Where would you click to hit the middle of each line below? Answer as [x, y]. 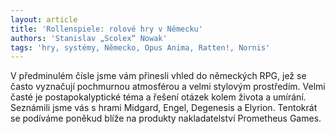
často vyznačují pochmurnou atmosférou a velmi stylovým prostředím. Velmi [168, 87]
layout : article [44, 19]
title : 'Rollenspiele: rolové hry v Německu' [106, 29]
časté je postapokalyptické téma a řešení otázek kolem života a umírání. [158, 97]
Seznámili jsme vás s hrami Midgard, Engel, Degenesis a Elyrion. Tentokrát [164, 108]
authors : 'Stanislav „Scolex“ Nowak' [89, 38]
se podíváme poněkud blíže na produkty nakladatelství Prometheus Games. [166, 118]
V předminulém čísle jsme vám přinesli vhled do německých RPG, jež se [158, 76]
